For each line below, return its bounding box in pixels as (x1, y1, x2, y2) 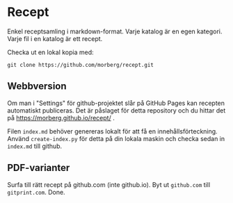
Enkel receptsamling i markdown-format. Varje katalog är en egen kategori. (7, 27, 223, 35)
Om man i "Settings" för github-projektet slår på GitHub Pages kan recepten (7, 99, 225, 107)
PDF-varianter (7, 162, 70, 174)
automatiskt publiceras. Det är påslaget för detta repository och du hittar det (7, 106, 226, 115)
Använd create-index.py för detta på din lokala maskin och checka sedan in (7, 134, 225, 143)
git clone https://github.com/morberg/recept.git (7, 61, 154, 68)
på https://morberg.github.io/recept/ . (7, 113, 115, 122)
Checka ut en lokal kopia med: (7, 48, 94, 56)
